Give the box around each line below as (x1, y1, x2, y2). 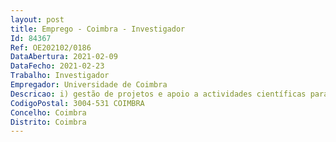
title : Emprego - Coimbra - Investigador (10, 24, 186, 34)
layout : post (10, 14, 65, 25)
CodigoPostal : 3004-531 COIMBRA (10, 98, 145, 108)
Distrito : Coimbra (10, 117, 87, 127)
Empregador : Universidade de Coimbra (10, 80, 168, 90)
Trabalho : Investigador (10, 71, 110, 81)
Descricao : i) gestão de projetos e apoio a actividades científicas (10, 89, 307, 99)
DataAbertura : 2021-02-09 (10, 52, 118, 62)
